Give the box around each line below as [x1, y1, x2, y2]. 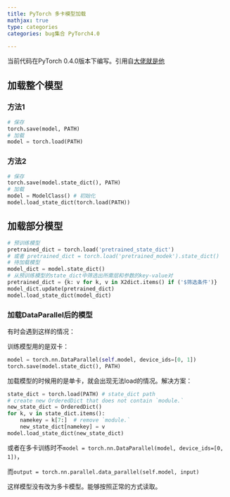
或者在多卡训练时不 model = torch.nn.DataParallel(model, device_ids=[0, [7, 443, 224, 452]
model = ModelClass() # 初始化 [7, 192, 96, 200]
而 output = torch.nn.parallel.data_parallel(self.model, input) [7, 467, 200, 476]
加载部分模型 [7, 220, 63, 233]
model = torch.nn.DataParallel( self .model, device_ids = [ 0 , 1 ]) [7, 356, 197, 363]
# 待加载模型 [7, 259, 40, 266]
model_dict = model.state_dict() [7, 266, 106, 273]
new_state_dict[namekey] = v [20, 424, 106, 431]
